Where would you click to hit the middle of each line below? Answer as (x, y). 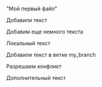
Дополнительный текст (36, 78)
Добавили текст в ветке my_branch (51, 55)
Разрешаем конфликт (34, 66)
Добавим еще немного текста (45, 32)
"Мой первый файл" (32, 9)
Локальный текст (28, 43)
